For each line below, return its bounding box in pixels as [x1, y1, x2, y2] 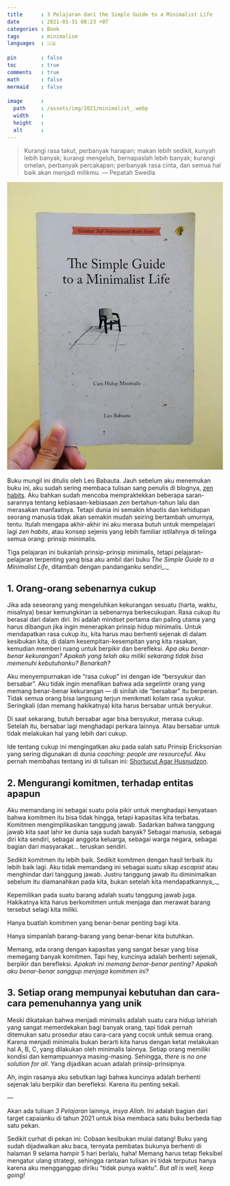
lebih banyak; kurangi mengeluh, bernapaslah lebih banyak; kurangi [23, 154, 216, 162]
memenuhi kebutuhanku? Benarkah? [7, 659, 111, 668]
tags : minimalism [7, 33, 78, 40]
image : [7, 98, 44, 105]
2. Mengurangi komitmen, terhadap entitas [7, 777, 194, 788]
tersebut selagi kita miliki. [7, 905, 79, 913]
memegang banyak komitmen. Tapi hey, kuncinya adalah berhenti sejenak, [7, 952, 218, 960]
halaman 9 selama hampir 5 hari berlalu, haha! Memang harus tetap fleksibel [7, 1149, 222, 1157]
